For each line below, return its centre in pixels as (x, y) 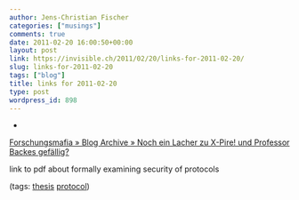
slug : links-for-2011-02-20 (61, 68)
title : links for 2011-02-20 (63, 84)
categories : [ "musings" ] (55, 26)
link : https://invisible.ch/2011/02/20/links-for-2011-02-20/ (127, 59)
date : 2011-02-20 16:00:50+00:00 (71, 42)
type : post (29, 92)
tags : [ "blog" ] (37, 76)
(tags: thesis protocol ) (50, 187)
